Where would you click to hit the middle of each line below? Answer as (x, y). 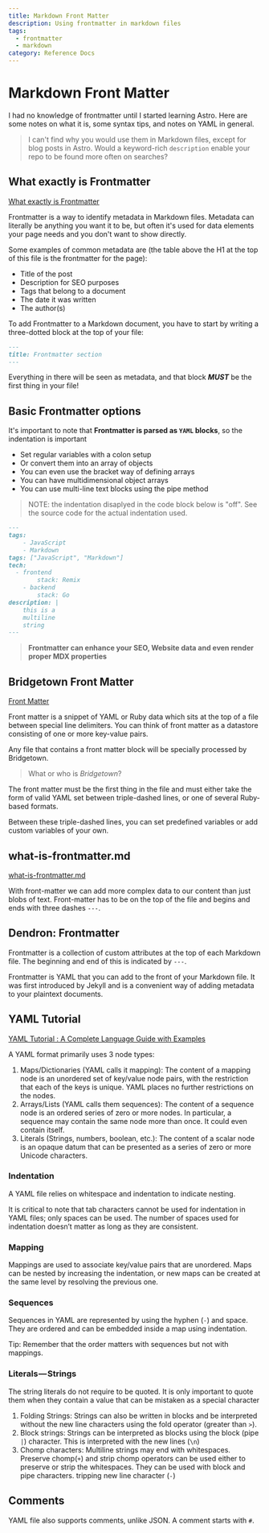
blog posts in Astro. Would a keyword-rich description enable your (139, 148)
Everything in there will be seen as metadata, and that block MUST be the (130, 377)
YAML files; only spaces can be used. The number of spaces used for (124, 1217)
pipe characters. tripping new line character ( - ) (98, 1475)
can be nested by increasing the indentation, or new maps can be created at (134, 1274)
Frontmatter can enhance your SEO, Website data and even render (141, 648)
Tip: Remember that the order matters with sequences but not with (118, 1345)
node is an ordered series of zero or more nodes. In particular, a (126, 1113)
